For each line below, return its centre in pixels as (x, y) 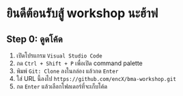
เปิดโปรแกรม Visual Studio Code (59, 56)
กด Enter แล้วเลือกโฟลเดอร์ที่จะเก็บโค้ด (61, 86)
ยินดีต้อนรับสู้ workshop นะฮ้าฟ (82, 13)
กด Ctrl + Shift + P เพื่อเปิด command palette (79, 63)
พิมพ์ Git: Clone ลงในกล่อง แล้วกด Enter (67, 71)
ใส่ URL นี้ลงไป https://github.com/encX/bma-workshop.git (96, 79)
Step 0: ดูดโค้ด (34, 39)
